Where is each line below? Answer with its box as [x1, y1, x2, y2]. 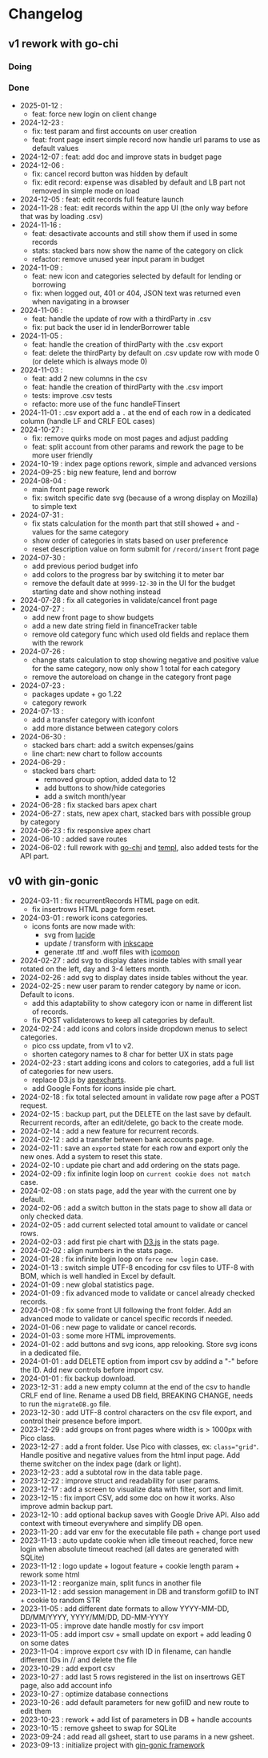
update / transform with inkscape [43, 938, 154, 948]
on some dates [19, 1638, 70, 1647]
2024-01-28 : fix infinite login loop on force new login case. [19, 1254, 218, 1264]
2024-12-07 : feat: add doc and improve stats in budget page [19, 152, 222, 161]
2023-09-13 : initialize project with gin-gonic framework [19, 1740, 206, 1750]
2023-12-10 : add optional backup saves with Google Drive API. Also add [19, 1510, 260, 1520]
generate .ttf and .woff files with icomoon [43, 946, 180, 956]
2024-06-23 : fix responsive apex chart [19, 825, 151, 835]
